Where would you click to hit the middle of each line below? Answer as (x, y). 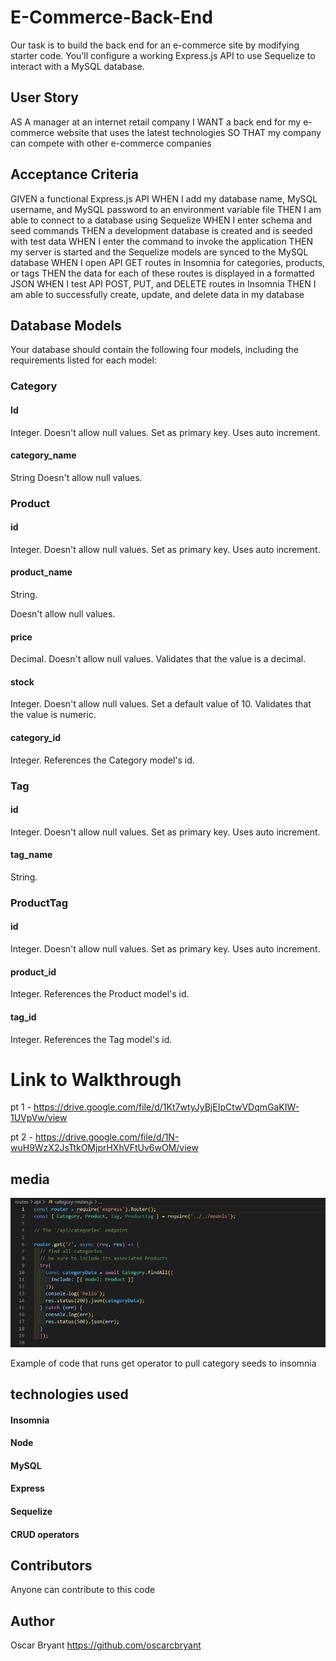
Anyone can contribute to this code (83, 1590)
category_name (43, 455)
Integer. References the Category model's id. (102, 760)
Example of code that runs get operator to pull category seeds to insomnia (163, 1363)
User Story (44, 97)
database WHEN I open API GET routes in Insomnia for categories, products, (168, 262)
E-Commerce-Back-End (111, 17)
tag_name (31, 855)
